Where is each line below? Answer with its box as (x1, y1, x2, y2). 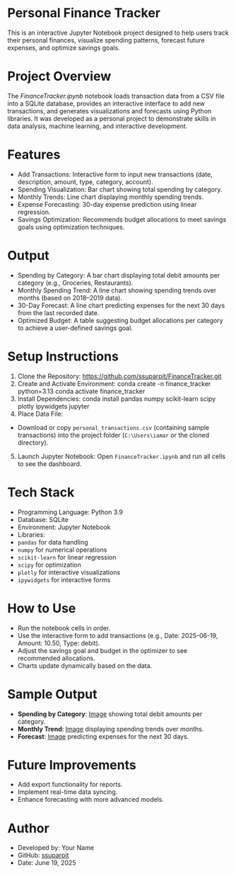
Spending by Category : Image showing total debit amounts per (17, 710, 203, 718)
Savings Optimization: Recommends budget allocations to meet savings (17, 215, 227, 224)
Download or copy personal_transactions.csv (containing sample (17, 423, 210, 431)
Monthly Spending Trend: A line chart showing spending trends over (17, 285, 217, 295)
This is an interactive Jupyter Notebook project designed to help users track (7, 28, 229, 37)
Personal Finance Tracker (7, 5, 161, 21)
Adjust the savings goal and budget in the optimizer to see (17, 646, 188, 654)
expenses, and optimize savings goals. (7, 43, 120, 52)
